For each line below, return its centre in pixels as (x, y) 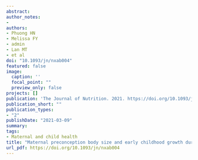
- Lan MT (17, 50)
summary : (17, 126)
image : (14, 72)
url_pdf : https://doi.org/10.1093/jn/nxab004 (63, 148)
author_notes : (24, 17)
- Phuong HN (21, 33)
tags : (13, 132)
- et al (16, 55)
